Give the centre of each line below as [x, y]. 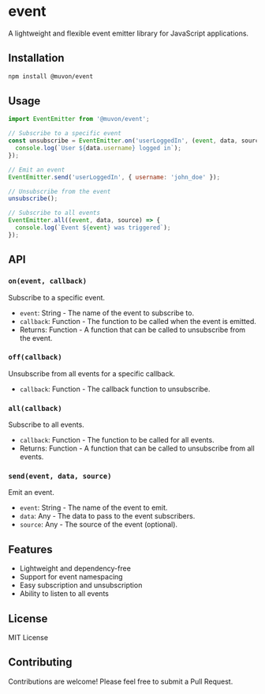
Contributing [40, 662]
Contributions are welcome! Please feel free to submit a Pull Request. [121, 681]
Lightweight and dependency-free [75, 568]
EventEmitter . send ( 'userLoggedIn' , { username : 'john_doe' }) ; [114, 177]
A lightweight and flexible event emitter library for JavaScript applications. [129, 33]
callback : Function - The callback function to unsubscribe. [115, 389]
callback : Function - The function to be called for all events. [117, 440]
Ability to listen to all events [64, 594]
